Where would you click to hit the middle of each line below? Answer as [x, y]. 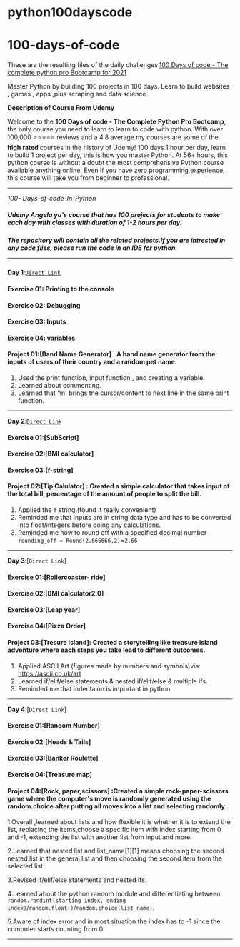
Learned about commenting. [60, 386]
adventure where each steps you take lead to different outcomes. [106, 650]
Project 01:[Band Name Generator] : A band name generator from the [111, 354]
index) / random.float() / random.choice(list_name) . [81, 908]
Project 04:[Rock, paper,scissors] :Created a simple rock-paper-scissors [118, 791]
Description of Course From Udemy [61, 108]
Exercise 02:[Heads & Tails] [49, 742]
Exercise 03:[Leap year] [44, 610]
